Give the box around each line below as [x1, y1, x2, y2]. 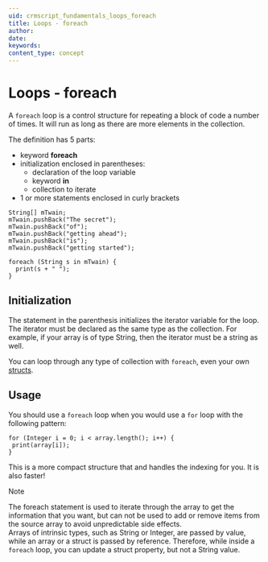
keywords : [8, 42, 42, 50]
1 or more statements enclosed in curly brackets [19, 192, 179, 202]
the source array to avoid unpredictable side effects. [8, 519, 183, 528]
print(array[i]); [11, 440, 70, 449]
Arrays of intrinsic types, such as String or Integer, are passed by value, [8, 527, 246, 537]
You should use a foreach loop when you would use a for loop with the [8, 410, 244, 419]
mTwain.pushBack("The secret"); [8, 215, 117, 224]
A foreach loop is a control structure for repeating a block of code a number [8, 110, 260, 120]
